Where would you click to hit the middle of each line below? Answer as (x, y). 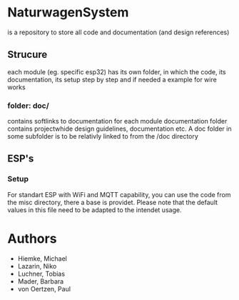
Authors (32, 238)
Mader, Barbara (41, 281)
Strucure (27, 55)
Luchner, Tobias (41, 274)
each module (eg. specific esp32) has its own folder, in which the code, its (117, 71)
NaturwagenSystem (68, 12)
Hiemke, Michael (42, 259)
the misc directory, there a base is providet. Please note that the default (113, 202)
